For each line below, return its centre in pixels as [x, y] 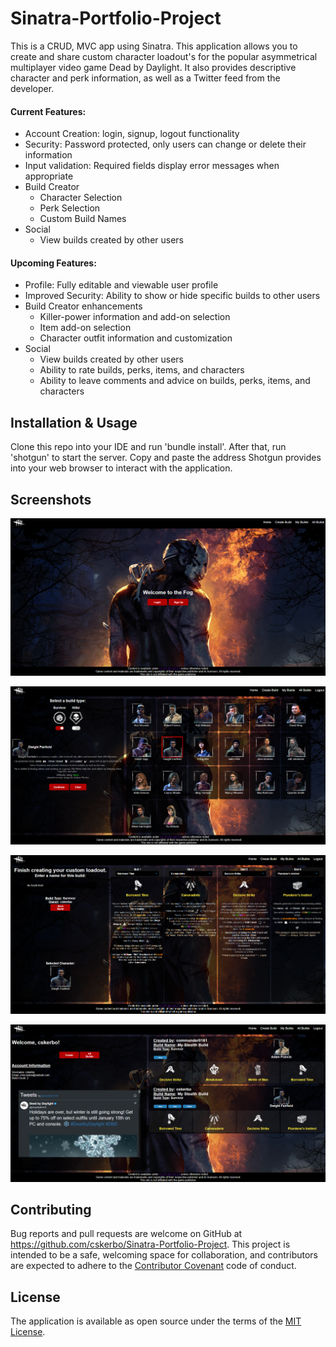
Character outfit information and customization [136, 338]
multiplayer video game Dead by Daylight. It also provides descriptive [153, 67]
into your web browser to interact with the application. [121, 468]
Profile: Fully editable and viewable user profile [121, 285]
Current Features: [48, 111]
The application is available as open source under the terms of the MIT [156, 1321]
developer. [32, 88]
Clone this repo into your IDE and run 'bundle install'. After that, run [148, 447]
